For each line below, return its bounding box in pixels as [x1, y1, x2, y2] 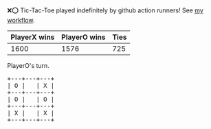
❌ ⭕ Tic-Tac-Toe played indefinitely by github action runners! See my [7, 6, 204, 14]
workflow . [7, 16, 35, 24]
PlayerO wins [61, 32, 106, 42]
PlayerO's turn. [7, 62, 49, 69]
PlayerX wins [10, 32, 55, 42]
